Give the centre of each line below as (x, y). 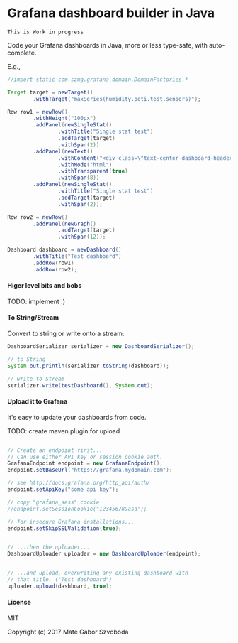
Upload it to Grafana (38, 401)
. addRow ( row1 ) (53, 263)
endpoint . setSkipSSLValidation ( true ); (64, 528)
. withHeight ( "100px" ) (65, 119)
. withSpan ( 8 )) (79, 178)
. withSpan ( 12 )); (82, 237)
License (19, 603)
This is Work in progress (45, 32)
